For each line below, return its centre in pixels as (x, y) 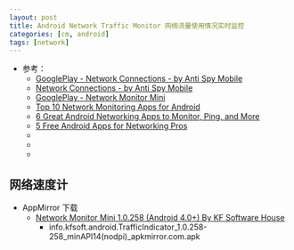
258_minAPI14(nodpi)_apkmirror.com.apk (124, 237)
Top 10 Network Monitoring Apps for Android (118, 107)
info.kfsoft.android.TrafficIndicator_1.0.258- (128, 227)
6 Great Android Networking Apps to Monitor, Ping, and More (147, 117)
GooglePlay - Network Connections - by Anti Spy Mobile (139, 79)
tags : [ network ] (39, 42)
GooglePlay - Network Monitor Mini (100, 98)
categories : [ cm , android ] (59, 34)
